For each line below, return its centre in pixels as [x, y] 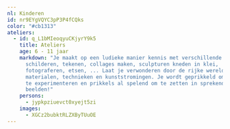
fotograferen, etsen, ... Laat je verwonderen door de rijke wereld [125, 70]
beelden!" [39, 89]
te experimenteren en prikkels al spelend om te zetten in [111, 83]
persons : [32, 96]
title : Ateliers [43, 45]
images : [30, 109]
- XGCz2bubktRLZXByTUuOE [61, 115]
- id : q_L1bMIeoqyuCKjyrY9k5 [55, 39]
